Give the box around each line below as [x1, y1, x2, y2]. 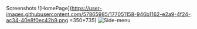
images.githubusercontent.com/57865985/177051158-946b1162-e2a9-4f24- [6, 11, 191, 18]
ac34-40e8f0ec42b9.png [6, 17, 69, 23]
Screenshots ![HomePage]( [6, 5, 72, 11]
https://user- [71, 5, 102, 11]
